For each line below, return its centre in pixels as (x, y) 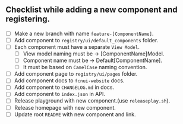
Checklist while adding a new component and (91, 10)
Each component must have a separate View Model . (77, 46)
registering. (28, 19)
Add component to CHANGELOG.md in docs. (64, 87)
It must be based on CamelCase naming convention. (85, 67)
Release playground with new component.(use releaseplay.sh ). (92, 101)
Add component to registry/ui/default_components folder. (86, 40)
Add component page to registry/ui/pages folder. (76, 74)
